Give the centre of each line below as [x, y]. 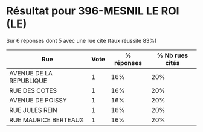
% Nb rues [172, 55]
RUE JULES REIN [33, 110]
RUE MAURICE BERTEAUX [47, 120]
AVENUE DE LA [31, 73]
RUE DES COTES [33, 90]
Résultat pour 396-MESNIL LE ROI [93, 11]
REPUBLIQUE [28, 81]
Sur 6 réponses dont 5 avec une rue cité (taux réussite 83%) [82, 40]
